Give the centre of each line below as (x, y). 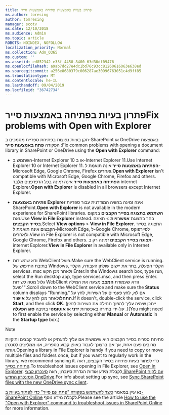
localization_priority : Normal (38, 48)
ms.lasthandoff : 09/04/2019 (35, 85)
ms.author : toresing (27, 15)
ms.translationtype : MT (30, 76)
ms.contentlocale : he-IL (31, 80)
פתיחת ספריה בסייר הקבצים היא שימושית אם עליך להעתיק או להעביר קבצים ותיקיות (85, 339)
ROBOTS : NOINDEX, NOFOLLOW (34, 43)
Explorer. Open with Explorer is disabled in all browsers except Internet (86, 187)
